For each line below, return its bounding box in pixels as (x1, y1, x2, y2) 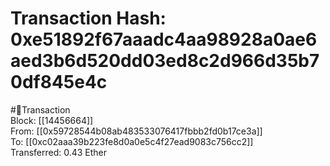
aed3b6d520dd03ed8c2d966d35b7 (10, 50, 320, 72)
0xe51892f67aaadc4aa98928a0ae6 (10, 28, 318, 51)
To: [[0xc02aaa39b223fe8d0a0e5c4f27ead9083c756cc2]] (10, 135, 254, 147)
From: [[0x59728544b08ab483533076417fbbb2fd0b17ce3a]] (10, 125, 263, 137)
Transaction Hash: (10, 7, 167, 30)
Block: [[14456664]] (10, 114, 94, 126)
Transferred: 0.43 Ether (10, 146, 108, 158)
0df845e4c (10, 71, 108, 94)
